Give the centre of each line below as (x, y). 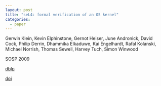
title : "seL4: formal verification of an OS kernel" (62, 15)
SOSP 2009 (17, 59)
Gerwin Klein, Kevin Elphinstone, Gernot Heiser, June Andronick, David (79, 38)
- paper (18, 24)
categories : (18, 19)
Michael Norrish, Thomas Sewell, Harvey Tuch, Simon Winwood (72, 49)
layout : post (19, 10)
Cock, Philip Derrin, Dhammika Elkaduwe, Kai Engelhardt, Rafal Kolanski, (81, 44)
